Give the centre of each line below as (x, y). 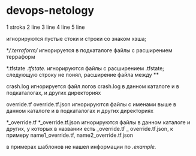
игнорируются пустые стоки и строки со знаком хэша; (76, 38)
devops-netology (50, 10)
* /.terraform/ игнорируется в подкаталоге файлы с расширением (89, 50)
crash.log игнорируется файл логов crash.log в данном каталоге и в (93, 86)
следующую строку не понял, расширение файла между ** (82, 74)
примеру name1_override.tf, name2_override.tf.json (70, 135)
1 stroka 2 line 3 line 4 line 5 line (46, 27)
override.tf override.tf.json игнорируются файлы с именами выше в (91, 104)
